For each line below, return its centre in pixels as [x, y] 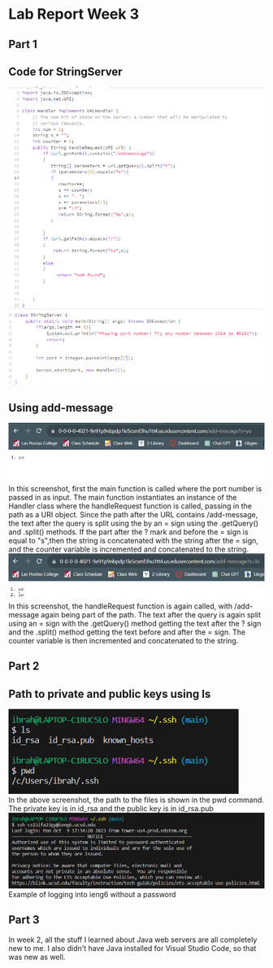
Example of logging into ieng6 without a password [92, 894]
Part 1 [23, 44]
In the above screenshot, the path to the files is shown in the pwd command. [136, 800]
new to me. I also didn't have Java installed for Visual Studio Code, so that [132, 948]
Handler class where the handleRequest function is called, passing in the [130, 506]
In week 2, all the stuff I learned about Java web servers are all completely [133, 940]
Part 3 [24, 920]
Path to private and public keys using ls [110, 693]
